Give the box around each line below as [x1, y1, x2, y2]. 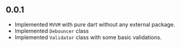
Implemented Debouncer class [14, 27, 90, 34]
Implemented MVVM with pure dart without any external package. [14, 20, 175, 28]
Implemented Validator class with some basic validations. [14, 33, 162, 41]
